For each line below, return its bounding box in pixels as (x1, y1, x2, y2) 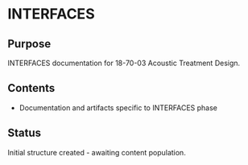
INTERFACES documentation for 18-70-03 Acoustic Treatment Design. (7, 58, 241, 68)
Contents (7, 81, 56, 95)
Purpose (7, 37, 52, 51)
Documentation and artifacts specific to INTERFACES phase (19, 102, 218, 113)
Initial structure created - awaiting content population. (7, 147, 186, 157)
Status (7, 126, 42, 140)
